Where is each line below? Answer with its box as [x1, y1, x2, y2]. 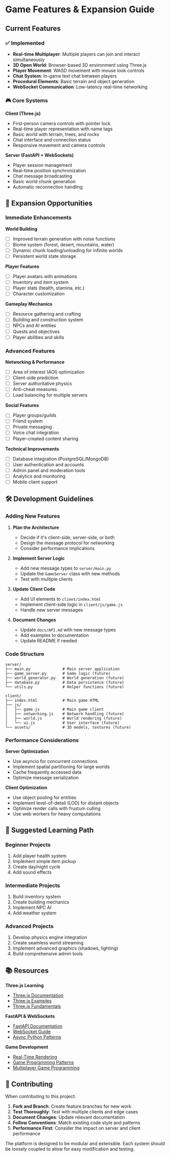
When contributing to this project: [5, 1093, 76, 1100]
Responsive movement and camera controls [12, 142, 106, 148]
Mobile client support [12, 479, 58, 485]
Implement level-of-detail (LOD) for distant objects [12, 800, 119, 806]
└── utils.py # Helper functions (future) [5, 684, 125, 690]
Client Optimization [5, 785, 47, 791]
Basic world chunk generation [12, 179, 76, 185]
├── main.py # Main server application [5, 666, 120, 672]
